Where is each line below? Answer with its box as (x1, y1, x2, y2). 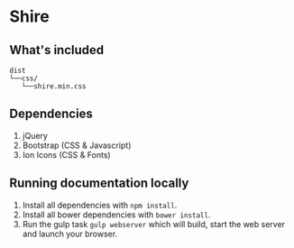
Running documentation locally (9, 176, 189, 191)
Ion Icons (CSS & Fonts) (22, 149, 111, 160)
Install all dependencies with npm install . (22, 199, 178, 210)
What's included (9, 42, 105, 58)
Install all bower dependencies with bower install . (22, 209, 211, 220)
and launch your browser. (22, 228, 118, 239)
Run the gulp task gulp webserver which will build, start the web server (22, 218, 286, 229)
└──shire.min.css (21, 82, 87, 91)
